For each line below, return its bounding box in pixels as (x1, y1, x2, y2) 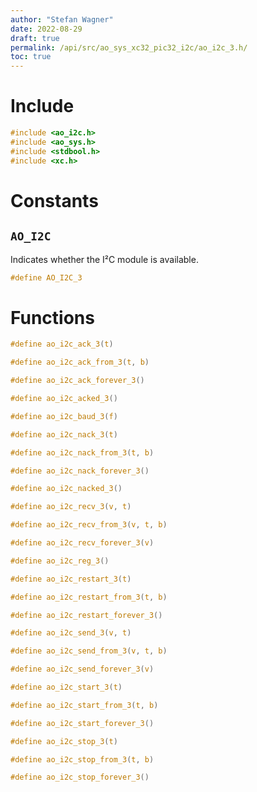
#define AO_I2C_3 (10, 272, 83, 283)
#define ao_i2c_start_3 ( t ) (10, 682, 123, 692)
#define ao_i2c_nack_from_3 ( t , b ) (10, 447, 155, 458)
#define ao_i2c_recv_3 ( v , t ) (10, 502, 132, 512)
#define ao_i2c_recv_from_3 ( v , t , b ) (10, 520, 168, 530)
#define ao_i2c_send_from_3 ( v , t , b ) (10, 646, 168, 656)
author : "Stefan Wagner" (10, 14, 114, 25)
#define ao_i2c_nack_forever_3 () (10, 466, 150, 476)
